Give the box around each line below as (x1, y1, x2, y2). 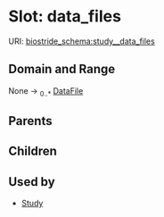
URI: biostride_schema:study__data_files (8, 36, 155, 46)
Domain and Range (8, 62, 116, 77)
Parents (8, 113, 53, 129)
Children (8, 144, 57, 159)
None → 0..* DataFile (8, 85, 84, 98)
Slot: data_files (8, 6, 122, 27)
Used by (8, 174, 55, 189)
